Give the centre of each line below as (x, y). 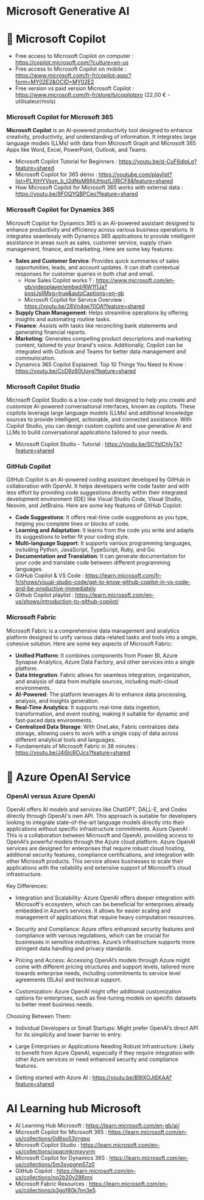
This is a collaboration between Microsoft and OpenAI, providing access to (100, 836)
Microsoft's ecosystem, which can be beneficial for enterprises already (104, 904)
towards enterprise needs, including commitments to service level (98, 973)
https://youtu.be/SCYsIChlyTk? (143, 444)
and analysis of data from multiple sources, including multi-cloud (97, 681)
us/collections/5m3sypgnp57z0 (55, 1165)
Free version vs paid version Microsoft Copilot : (74, 88)
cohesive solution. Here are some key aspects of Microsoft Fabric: (90, 644)
